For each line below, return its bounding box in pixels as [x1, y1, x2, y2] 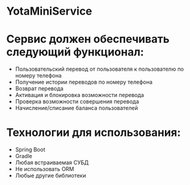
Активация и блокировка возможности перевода [15, 92, 145, 99]
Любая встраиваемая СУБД [15, 159, 89, 166]
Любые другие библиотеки [15, 172, 87, 180]
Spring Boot [15, 146, 46, 153]
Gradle [15, 153, 32, 160]
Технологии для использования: [6, 126, 181, 140]
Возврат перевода [15, 85, 64, 92]
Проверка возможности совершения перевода [15, 98, 139, 105]
